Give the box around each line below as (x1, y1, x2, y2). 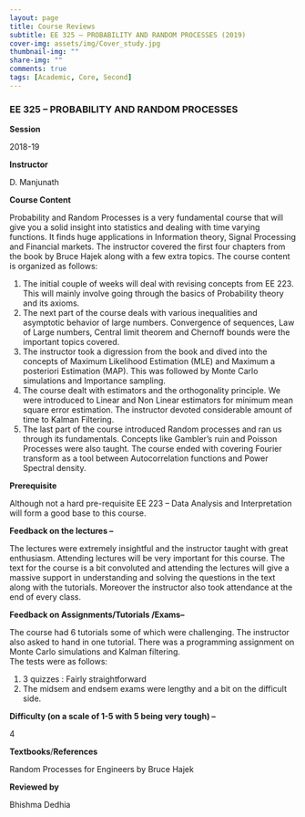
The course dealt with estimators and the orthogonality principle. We (22, 385, 280, 396)
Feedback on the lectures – (9, 526, 114, 537)
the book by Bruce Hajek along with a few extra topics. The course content (9, 251, 290, 262)
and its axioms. (22, 298, 80, 309)
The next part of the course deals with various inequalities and (22, 308, 258, 319)
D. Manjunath (9, 177, 59, 188)
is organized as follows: (9, 261, 98, 272)
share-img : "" (9, 56, 64, 65)
